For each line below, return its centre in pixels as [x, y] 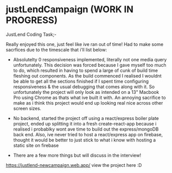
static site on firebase [36, 145]
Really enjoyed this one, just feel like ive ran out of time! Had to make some [85, 44]
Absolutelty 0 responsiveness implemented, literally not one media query [90, 59]
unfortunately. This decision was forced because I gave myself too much [90, 65]
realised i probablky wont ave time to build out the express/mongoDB [86, 129]
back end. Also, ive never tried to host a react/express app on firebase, [88, 134]
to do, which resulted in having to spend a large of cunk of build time [85, 70]
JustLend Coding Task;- [31, 34]
